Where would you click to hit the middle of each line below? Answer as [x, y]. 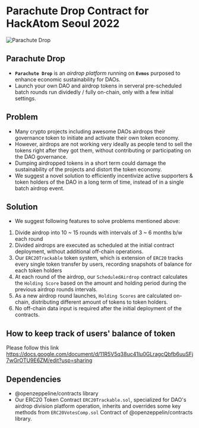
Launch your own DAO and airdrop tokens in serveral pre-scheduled [98, 86]
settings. [26, 98]
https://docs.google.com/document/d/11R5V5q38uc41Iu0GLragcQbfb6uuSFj [100, 354]
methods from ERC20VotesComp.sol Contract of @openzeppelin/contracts [104, 412]
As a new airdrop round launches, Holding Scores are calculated [93, 296]
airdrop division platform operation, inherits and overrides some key [98, 406]
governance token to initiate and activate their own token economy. [97, 137]
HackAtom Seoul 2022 [63, 23]
